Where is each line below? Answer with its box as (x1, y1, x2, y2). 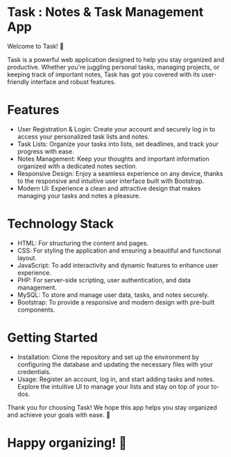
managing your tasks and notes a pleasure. (17, 191, 141, 200)
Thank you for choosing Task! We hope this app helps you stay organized (7, 403, 217, 411)
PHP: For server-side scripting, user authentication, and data (17, 275, 191, 284)
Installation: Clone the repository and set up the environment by (17, 353, 200, 361)
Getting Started (7, 330, 99, 345)
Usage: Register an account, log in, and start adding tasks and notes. (17, 375, 215, 383)
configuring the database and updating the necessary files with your (17, 360, 214, 369)
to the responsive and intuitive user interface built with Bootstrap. (17, 177, 205, 185)
